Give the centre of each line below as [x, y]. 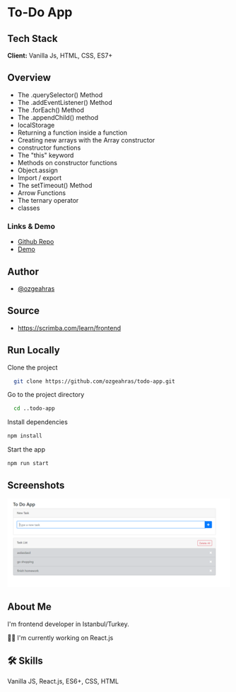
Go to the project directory [46, 395]
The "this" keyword [46, 155]
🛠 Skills [25, 660]
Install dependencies [38, 422]
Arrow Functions [41, 193]
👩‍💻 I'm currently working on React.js [60, 637]
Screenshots [36, 485]
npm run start [28, 464]
